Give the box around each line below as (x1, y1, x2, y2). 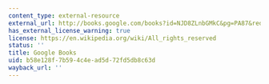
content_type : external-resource (8, 11, 120, 20)
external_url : (8, 19, 56, 27)
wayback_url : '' (8, 64, 62, 72)
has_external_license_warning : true (8, 26, 130, 34)
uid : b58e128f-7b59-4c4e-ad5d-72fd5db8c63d (8, 57, 156, 65)
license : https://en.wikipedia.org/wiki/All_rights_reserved (8, 34, 217, 42)
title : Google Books (8, 49, 78, 57)
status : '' (8, 42, 45, 50)
